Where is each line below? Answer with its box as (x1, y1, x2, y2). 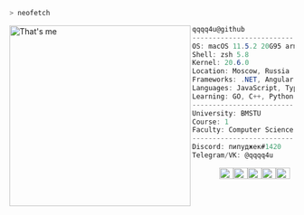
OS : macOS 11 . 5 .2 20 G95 (192, 42, 282, 51)
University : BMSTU (192, 108, 261, 117)
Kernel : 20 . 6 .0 (192, 59, 250, 68)
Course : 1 (192, 117, 229, 126)
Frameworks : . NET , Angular (192, 75, 294, 85)
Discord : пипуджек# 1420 (192, 143, 282, 152)
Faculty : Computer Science (192, 126, 294, 135)
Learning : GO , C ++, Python (192, 91, 294, 101)
